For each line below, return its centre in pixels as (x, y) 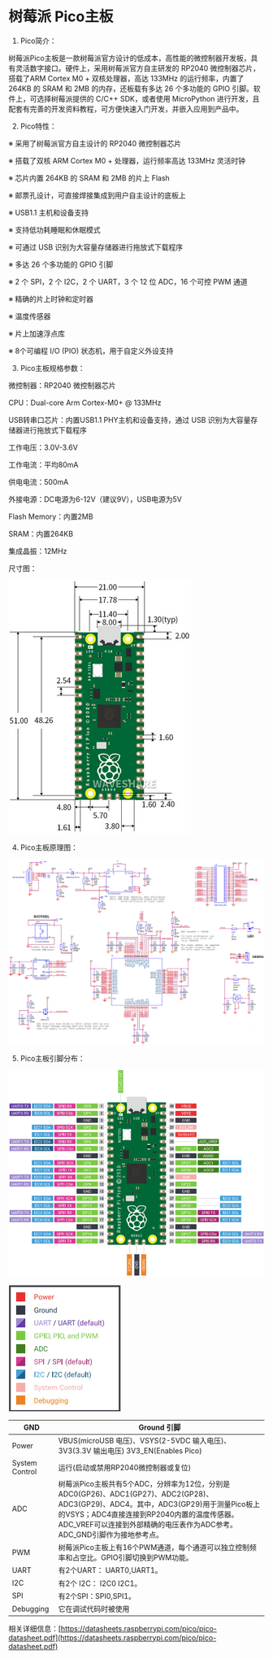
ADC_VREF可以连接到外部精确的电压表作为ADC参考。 (148, 1524)
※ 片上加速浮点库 (37, 333)
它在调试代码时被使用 (94, 1609)
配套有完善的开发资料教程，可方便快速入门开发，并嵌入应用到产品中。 (126, 109)
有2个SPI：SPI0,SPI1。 (97, 1596)
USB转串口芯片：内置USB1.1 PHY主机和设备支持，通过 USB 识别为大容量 (130, 420)
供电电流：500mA (39, 481)
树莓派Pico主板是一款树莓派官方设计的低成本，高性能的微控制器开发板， (130, 58)
